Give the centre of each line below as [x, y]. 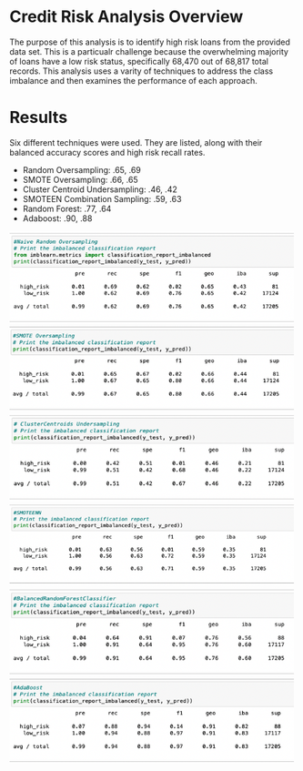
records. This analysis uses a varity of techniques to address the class [141, 71]
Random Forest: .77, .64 [67, 208]
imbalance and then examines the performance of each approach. [133, 80]
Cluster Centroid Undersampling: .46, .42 [100, 189]
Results [39, 118]
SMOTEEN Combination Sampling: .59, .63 [102, 198]
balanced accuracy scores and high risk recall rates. [107, 152]
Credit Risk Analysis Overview [126, 17]
